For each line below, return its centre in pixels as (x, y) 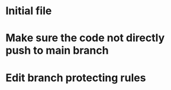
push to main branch (57, 51)
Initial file (29, 11)
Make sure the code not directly (85, 38)
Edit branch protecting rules (76, 78)
